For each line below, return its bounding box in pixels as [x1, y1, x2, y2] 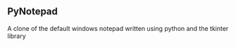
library [7, 32, 26, 40]
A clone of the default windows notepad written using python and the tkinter [7, 24, 229, 32]
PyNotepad [7, 6, 58, 18]
